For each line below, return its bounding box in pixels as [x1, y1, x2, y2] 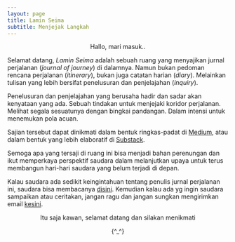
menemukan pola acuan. [7, 114, 79, 123]
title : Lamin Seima [7, 17, 65, 24]
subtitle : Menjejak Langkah [7, 23, 90, 30]
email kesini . [7, 200, 43, 208]
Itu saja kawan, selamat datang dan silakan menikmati [40, 213, 196, 222]
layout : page [7, 10, 46, 18]
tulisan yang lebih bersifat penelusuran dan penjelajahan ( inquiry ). [7, 79, 199, 87]
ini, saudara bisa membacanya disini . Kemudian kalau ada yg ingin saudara [7, 185, 224, 194]
